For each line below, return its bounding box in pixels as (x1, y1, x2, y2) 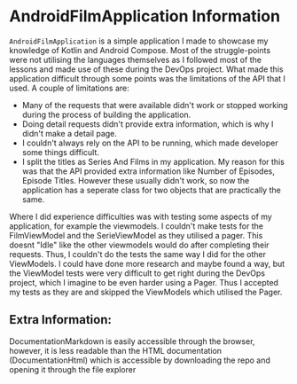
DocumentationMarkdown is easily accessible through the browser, (9, 335, 255, 347)
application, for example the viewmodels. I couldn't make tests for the (9, 220, 264, 231)
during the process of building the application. (21, 109, 191, 120)
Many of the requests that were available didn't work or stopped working (21, 99, 288, 110)
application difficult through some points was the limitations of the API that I (9, 73, 286, 83)
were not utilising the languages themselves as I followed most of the (9, 54, 262, 65)
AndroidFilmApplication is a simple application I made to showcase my (9, 35, 269, 46)
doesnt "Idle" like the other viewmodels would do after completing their (9, 239, 270, 250)
